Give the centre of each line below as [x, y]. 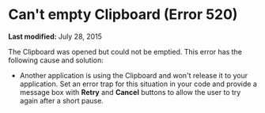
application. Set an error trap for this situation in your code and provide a [138, 84]
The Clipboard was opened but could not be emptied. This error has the [125, 51]
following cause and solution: [56, 60]
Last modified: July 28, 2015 [55, 36]
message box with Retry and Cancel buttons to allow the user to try [130, 92]
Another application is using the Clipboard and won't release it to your [134, 75]
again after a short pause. [62, 100]
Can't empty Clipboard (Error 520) [123, 15]
